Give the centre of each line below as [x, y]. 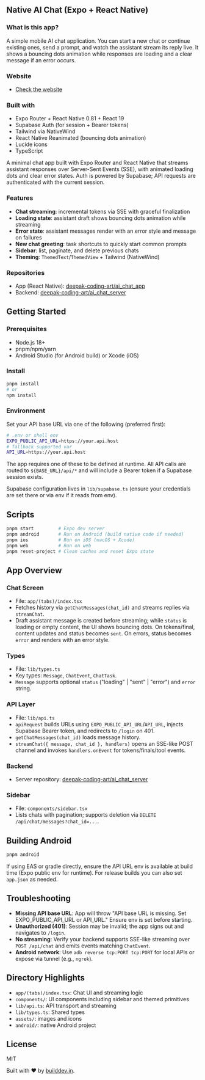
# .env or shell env [33, 435]
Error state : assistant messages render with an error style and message [106, 231]
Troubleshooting [39, 898]
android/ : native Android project [56, 1025]
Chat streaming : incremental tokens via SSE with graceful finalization [103, 211]
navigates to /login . [40, 932]
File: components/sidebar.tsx [51, 808]
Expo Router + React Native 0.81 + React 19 [70, 119]
